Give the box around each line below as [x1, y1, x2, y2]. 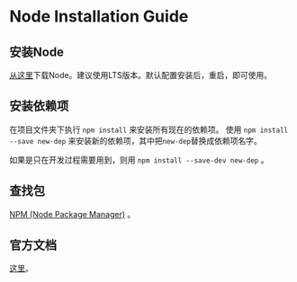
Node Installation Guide [9, 6, 189, 27]
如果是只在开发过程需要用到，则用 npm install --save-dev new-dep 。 [9, 154, 269, 165]
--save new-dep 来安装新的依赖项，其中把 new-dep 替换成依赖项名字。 [9, 135, 263, 145]
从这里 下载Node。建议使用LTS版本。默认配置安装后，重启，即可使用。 [9, 70, 273, 80]
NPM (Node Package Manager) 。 [9, 208, 136, 219]
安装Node [9, 44, 65, 59]
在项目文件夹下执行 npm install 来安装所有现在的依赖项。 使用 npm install [9, 124, 289, 135]
